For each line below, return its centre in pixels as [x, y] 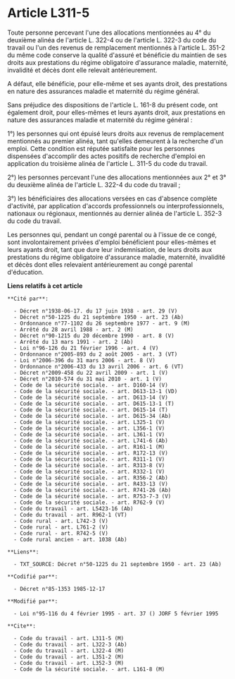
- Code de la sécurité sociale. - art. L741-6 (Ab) [91, 440]
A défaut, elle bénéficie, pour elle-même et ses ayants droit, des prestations [117, 83]
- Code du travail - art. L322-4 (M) [69, 651]
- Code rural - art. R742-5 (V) [61, 533]
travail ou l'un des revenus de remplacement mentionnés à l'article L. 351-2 [116, 47]
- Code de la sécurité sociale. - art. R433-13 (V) [91, 484]
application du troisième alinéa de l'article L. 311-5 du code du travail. [108, 163]
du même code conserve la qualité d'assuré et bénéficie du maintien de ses [117, 55]
